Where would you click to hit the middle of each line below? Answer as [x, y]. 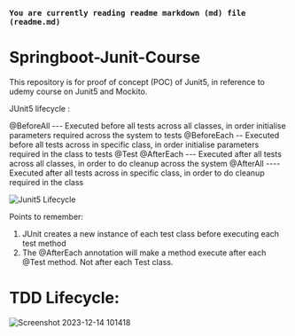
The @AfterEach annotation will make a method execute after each [144, 253]
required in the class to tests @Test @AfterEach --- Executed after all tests [145, 153]
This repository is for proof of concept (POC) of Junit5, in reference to [137, 82]
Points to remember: [47, 216]
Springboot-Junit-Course [105, 58]
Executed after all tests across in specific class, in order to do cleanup [137, 173]
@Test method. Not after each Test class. [97, 262]
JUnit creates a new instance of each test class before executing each [151, 233]
